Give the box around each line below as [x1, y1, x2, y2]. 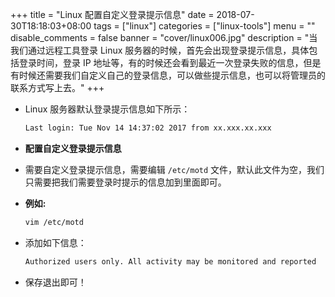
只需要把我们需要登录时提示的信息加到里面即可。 [24, 176, 227, 188]
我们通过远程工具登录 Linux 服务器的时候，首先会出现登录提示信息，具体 [10, 44, 310, 56]
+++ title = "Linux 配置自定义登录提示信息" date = [10, 9, 215, 20]
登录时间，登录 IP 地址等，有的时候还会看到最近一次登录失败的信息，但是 [18, 57, 322, 68]
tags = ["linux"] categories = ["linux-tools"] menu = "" [93, 20, 316, 32]
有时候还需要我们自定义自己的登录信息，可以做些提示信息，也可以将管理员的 [10, 69, 326, 81]
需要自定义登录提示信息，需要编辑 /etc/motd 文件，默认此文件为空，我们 [24, 163, 325, 175]
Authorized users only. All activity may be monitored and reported [24, 256, 317, 267]
